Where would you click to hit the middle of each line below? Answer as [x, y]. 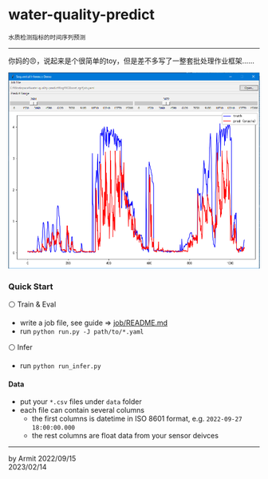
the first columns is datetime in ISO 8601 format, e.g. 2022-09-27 [137, 419]
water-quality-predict [82, 15]
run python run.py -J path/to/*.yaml [82, 331]
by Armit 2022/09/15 [42, 459]
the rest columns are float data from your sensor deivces [125, 436]
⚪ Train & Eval [32, 304]
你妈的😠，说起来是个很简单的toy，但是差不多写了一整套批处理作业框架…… [132, 61]
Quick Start [31, 287]
